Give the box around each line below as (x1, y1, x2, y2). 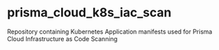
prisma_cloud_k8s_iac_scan (7, 5, 172, 21)
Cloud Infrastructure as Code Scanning (7, 34, 118, 42)
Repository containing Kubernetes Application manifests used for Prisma (7, 27, 213, 36)
